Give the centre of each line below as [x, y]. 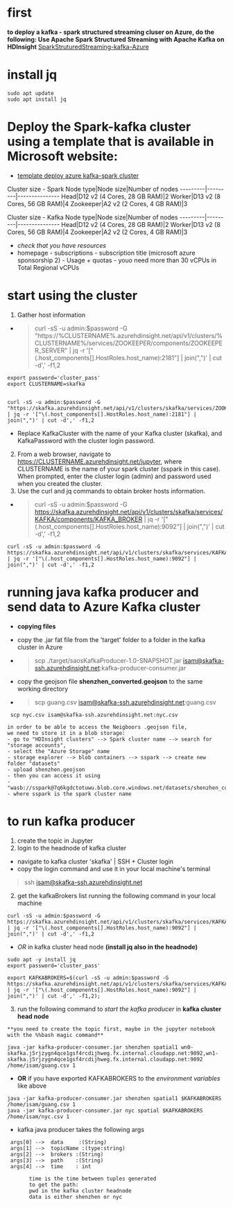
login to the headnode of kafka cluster [72, 847]
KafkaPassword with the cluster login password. [86, 440]
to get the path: [54, 1185]
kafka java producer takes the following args [80, 1129]
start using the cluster [72, 296]
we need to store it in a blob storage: [67, 733]
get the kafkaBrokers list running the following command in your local [116, 895]
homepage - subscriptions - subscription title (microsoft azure [106, 253]
